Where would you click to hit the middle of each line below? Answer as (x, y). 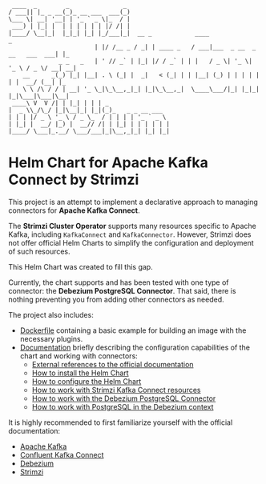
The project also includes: (51, 314)
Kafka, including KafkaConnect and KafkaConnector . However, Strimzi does (130, 234)
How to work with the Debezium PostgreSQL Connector (124, 398)
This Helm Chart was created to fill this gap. (81, 266)
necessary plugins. (51, 338)
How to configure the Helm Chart (87, 381)
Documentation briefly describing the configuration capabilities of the (135, 347)
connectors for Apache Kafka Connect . (74, 210)
